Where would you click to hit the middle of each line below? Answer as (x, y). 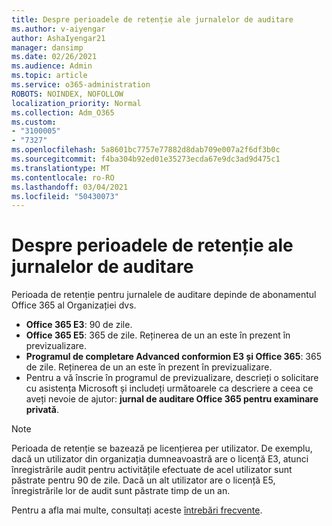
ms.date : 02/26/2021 (54, 57)
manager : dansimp (47, 47)
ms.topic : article (49, 76)
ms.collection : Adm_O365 (63, 112)
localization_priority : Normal (76, 103)
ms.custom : (34, 122)
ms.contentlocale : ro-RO (63, 177)
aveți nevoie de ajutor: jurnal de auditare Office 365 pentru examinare (172, 399)
